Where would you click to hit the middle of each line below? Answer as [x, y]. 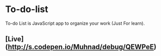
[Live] [15, 39]
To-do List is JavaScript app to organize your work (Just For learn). [75, 23]
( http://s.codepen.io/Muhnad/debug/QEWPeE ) [81, 47]
